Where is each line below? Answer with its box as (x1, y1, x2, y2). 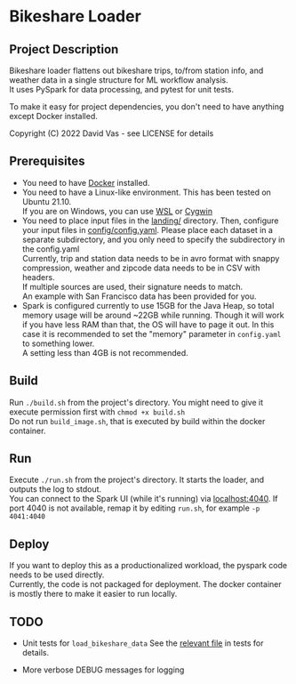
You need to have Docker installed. (21, 177, 150, 188)
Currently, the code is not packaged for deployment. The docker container (9, 579, 282, 590)
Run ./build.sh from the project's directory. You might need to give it (9, 397, 264, 407)
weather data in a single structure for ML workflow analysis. (9, 75, 228, 85)
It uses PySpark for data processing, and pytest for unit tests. (9, 84, 234, 94)
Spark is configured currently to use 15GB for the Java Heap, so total (21, 300, 275, 310)
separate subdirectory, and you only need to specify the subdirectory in (21, 234, 285, 245)
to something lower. (21, 338, 95, 349)
